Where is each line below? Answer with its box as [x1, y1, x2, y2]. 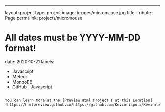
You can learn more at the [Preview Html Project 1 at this [5, 98, 131, 103]
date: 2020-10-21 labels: [5, 58, 55, 64]
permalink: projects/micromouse [16, 15, 82, 21]
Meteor [12, 73, 27, 79]
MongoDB [12, 79, 33, 84]
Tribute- [137, 10, 153, 15]
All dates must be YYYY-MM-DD [5, 32, 141, 43]
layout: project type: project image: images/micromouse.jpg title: [5, 10, 136, 15]
